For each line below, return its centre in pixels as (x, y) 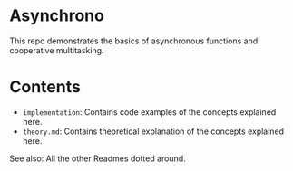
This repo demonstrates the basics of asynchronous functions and (134, 41)
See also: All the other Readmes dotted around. (98, 158)
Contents (45, 87)
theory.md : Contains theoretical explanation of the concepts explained (153, 131)
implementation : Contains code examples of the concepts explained (149, 112)
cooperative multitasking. (57, 50)
